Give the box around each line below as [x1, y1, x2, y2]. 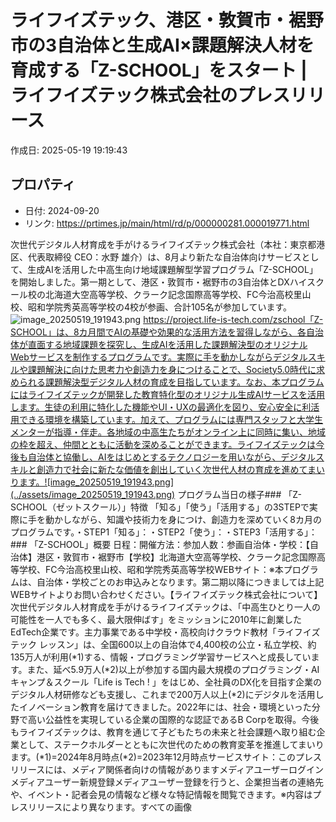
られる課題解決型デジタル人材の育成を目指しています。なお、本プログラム [18, 376, 325, 388]
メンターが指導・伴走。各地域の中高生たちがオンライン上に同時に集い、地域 [10, 426, 326, 438]
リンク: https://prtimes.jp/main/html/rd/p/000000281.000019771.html [24, 217, 310, 229]
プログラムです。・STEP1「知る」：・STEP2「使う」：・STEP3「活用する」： [10, 526, 318, 538]
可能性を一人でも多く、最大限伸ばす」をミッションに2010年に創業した [10, 613, 302, 625]
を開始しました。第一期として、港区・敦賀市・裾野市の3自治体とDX [10, 276, 290, 288]
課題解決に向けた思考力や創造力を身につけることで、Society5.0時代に [27, 363, 317, 375]
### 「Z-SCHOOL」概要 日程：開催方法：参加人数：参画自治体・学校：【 [10, 538, 311, 550]
